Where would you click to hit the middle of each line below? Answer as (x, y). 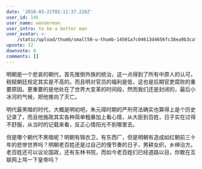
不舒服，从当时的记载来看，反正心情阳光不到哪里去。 (72, 124)
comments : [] (23, 56)
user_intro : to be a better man (47, 28)
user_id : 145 (23, 17)
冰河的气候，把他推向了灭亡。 (43, 96)
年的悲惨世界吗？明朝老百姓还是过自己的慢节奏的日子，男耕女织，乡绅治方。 (101, 144)
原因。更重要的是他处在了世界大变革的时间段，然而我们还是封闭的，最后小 (103, 89)
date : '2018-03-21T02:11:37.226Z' (50, 12)
